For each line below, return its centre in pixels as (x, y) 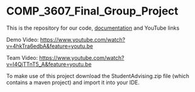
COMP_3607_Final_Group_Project (92, 11)
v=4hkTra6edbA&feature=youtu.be (50, 46)
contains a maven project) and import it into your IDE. (73, 82)
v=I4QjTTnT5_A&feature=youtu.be (49, 64)
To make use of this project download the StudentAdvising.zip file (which (98, 76)
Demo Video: (23, 39)
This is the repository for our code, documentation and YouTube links (93, 28)
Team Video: (22, 57)
